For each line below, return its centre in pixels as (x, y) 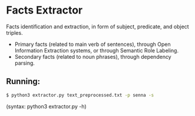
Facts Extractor (44, 10)
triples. (14, 32)
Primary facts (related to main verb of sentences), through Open (92, 44)
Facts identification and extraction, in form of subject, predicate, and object (98, 26)
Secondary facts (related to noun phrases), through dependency (93, 57)
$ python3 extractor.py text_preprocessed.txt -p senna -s (80, 95)
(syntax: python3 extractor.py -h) (46, 106)
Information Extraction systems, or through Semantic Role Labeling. (96, 50)
